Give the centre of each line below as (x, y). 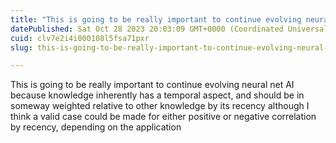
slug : (21, 47)
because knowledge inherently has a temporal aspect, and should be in (157, 95)
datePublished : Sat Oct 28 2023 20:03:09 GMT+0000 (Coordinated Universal (169, 29)
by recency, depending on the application (96, 127)
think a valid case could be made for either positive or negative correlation (163, 117)
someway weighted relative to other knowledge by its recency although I (160, 106)
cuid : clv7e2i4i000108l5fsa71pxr (80, 38)
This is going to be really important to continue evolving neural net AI (152, 85)
